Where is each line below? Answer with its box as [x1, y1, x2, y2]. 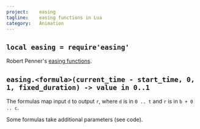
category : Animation [6, 20, 64, 26]
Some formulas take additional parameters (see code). [6, 116, 143, 123]
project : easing [6, 9, 56, 15]
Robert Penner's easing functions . [6, 57, 93, 64]
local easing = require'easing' [6, 43, 130, 52]
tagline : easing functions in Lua [6, 15, 102, 21]
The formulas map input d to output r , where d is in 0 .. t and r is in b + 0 [6, 98, 193, 105]
